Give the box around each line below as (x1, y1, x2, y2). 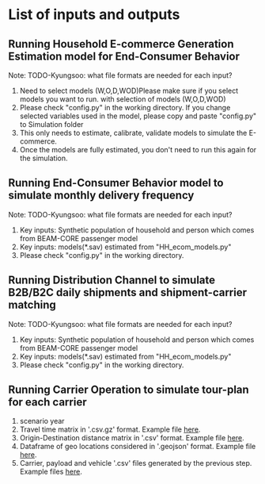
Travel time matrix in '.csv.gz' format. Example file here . (19, 424, 201, 434)
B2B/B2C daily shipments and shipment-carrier (8, 286, 248, 299)
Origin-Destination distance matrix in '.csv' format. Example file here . (19, 433, 245, 443)
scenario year (19, 417, 65, 426)
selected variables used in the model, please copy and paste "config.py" (19, 111, 257, 121)
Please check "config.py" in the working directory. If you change (19, 103, 231, 112)
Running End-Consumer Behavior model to (8, 176, 224, 190)
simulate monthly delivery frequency (8, 189, 195, 202)
